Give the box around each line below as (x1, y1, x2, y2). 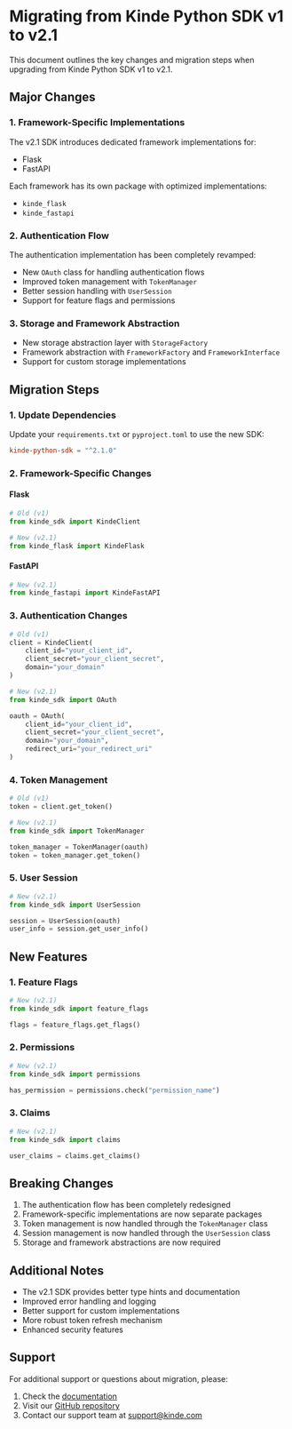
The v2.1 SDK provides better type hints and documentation (21, 1287, 241, 1297)
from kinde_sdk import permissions (9, 1069, 141, 1079)
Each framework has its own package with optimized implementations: (9, 180, 268, 191)
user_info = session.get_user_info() (9, 924, 149, 934)
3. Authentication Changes (9, 610, 129, 622)
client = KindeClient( (9, 638, 93, 647)
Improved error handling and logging (21, 1296, 157, 1307)
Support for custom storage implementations (21, 356, 186, 367)
